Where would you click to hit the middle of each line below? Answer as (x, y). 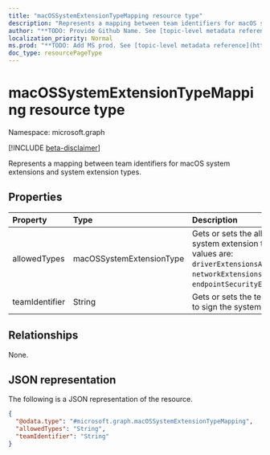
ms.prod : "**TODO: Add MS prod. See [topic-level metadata (109, 46)
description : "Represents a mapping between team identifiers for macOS (133, 23)
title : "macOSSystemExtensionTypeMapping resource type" (106, 16)
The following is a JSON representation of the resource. (100, 400)
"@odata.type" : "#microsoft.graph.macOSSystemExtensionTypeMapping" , (134, 422)
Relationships (43, 336)
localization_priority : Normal (61, 38)
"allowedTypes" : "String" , (61, 429)
